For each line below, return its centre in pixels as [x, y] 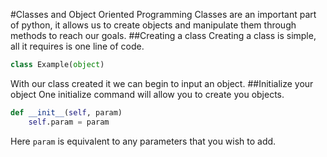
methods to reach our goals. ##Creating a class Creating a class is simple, [163, 35]
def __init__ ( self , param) [66, 112]
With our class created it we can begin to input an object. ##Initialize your [162, 83]
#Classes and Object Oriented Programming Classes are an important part [163, 14]
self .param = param [69, 122]
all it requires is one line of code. [77, 46]
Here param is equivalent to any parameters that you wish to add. [143, 141]
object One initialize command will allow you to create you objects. [147, 94]
